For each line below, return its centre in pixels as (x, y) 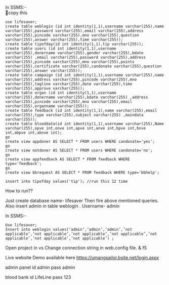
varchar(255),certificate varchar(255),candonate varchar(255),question (83, 66)
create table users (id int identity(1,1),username (61, 49)
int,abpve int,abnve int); (34, 133)
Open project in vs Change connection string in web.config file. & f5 (76, 248)
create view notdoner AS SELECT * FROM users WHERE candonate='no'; (79, 150)
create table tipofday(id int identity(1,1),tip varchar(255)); (74, 44)
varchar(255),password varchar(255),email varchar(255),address (74, 31)
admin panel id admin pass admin (40, 267)
